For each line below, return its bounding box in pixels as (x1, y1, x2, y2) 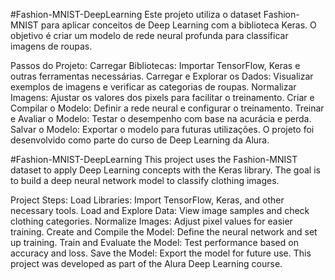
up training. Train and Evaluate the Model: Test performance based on (10, 237, 299, 248)
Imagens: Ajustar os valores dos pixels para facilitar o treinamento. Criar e (10, 92, 315, 103)
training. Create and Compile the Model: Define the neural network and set (10, 226, 318, 238)
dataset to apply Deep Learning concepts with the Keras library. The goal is (10, 164, 321, 176)
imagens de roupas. (10, 40, 93, 52)
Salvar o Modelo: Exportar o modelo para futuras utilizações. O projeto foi (10, 124, 315, 135)
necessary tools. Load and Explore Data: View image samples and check (10, 205, 310, 216)
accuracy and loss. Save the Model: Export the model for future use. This (10, 247, 312, 259)
